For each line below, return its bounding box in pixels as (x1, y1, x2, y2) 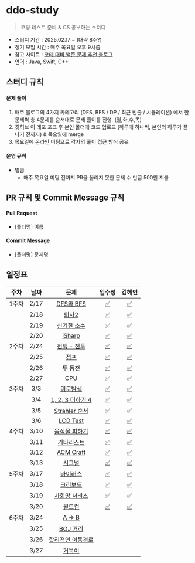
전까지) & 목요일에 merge (25, 130, 84, 138)
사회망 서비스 (54, 492, 89, 500)
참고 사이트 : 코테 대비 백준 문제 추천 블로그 (14, 50, 113, 57)
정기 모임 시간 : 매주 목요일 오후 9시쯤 (14, 43, 101, 50)
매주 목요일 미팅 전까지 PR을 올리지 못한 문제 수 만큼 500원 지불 (23, 174, 169, 181)
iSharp (62, 332, 81, 340)
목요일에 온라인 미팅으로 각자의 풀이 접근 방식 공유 (14, 138, 129, 145)
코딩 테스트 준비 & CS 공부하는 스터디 (20, 23, 106, 30)
